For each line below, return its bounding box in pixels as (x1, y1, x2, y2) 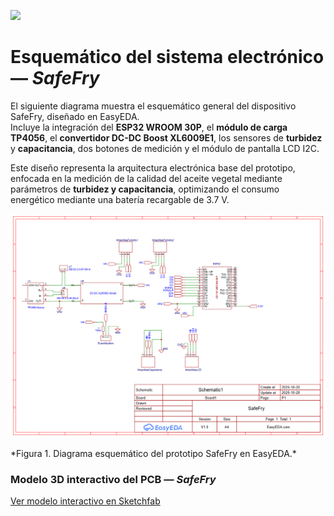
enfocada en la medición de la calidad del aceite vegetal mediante (10, 172, 283, 184)
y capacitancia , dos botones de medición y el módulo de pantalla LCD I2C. (10, 142, 320, 154)
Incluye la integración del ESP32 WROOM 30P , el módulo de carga (10, 121, 288, 133)
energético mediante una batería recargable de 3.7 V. (10, 193, 230, 205)
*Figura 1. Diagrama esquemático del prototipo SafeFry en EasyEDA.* (10, 447, 297, 459)
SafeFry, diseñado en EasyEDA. (10, 110, 140, 122)
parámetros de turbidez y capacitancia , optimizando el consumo (10, 183, 280, 195)
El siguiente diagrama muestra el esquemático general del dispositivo (10, 100, 297, 112)
